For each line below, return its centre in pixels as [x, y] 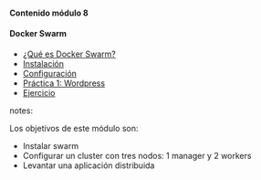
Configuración [50, 73]
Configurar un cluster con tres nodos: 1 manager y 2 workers [137, 155]
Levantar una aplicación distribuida [89, 165]
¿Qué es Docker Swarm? [69, 54]
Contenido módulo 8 [49, 13]
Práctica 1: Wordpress [64, 83]
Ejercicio [39, 92]
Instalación [43, 63]
